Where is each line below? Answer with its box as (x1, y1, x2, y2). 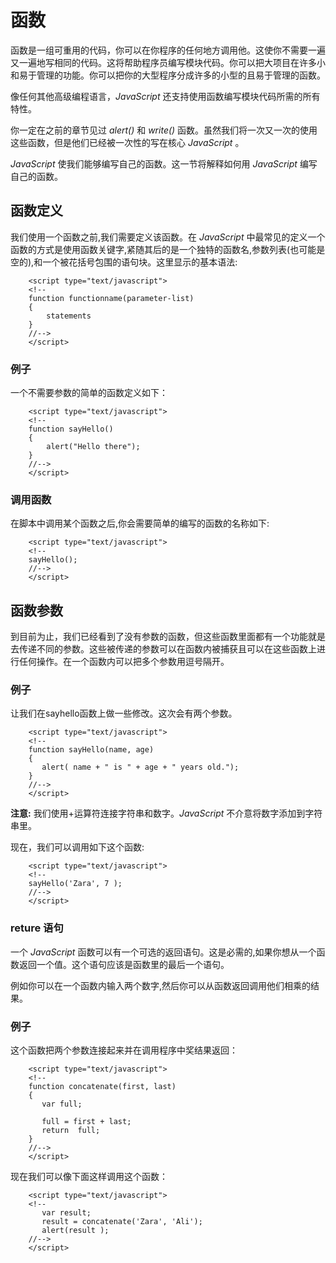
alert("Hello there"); (46, 442, 141, 452)
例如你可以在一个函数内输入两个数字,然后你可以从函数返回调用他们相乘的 (10, 979, 312, 991)
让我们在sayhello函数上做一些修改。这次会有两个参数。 (10, 707, 238, 720)
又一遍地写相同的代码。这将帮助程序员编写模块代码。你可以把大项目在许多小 (10, 56, 326, 68)
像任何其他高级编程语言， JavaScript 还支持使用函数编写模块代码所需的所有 (10, 90, 321, 102)
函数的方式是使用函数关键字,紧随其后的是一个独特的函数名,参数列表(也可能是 (10, 243, 326, 255)
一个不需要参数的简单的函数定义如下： (10, 387, 168, 399)
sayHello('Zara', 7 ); (28, 879, 123, 889)
